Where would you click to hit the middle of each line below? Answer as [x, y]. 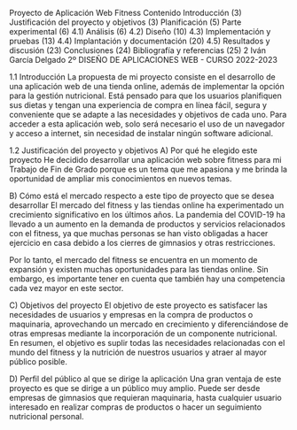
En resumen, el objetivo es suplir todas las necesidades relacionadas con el [147, 343]
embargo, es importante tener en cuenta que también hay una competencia [147, 279]
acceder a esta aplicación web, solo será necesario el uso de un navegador [147, 124]
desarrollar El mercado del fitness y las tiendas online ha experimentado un [147, 205]
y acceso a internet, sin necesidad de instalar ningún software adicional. [141, 133]
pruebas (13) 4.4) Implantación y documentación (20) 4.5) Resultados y [140, 41]
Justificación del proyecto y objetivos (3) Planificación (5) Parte [125, 22]
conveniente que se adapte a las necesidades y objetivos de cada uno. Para [148, 115]
